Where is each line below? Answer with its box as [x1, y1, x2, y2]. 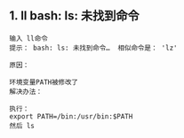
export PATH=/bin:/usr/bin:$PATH [9, 111, 133, 121]
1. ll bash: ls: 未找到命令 [9, 8, 140, 24]
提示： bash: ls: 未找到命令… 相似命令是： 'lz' [9, 43, 178, 52]
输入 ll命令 [9, 34, 49, 42]
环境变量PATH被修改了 [9, 78, 78, 87]
